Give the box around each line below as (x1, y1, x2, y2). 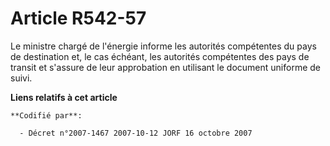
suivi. (10, 72, 33, 84)
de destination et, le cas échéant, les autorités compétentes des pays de (10, 50, 310, 62)
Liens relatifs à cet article (10, 91, 118, 103)
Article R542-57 (10, 7, 147, 30)
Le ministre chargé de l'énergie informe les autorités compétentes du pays (10, 40, 317, 52)
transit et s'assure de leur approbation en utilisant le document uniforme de (10, 61, 321, 73)
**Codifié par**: (10, 110, 83, 121)
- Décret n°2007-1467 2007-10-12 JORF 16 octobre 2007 (19, 128, 253, 138)
